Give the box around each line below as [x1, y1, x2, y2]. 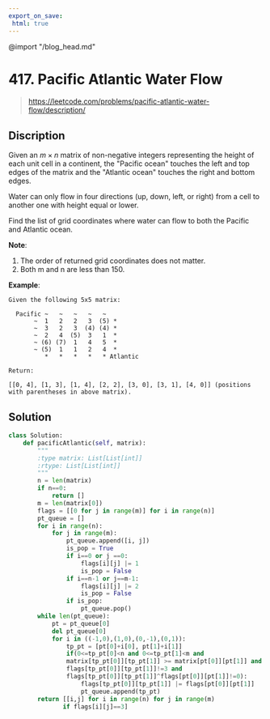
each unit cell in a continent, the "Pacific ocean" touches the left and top [8, 159, 251, 168]
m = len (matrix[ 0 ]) [37, 499, 103, 507]
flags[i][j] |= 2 [80, 582, 139, 590]
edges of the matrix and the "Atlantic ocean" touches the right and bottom [8, 168, 255, 177]
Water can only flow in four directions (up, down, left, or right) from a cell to [8, 192, 260, 202]
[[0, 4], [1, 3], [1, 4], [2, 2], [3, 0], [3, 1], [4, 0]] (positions [8, 381, 251, 389]
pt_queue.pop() [80, 605, 132, 613]
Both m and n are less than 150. [19, 265, 125, 274]
